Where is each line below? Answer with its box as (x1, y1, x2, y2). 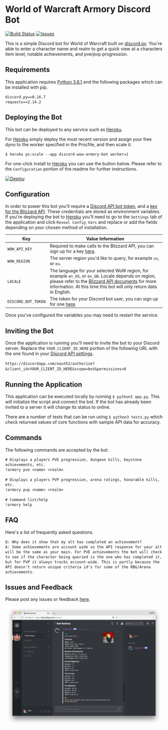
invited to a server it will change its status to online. (5, 404, 111, 410)
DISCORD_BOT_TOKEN (7, 299, 46, 304)
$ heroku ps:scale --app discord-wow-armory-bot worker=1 (5, 152, 128, 157)
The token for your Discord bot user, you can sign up (49, 295, 158, 301)
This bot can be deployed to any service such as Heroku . (5, 126, 123, 132)
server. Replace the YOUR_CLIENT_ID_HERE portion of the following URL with (5, 345, 158, 351)
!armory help (5, 502, 32, 507)
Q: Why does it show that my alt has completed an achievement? (5, 539, 142, 544)
